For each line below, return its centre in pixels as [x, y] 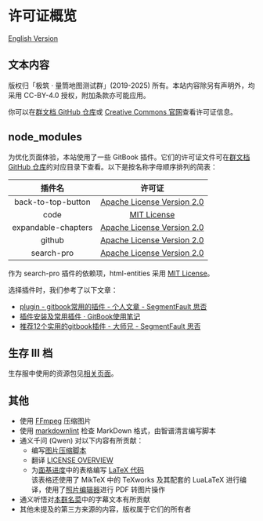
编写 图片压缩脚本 [59, 450]
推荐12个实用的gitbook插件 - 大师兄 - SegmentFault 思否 [110, 326]
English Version [33, 38]
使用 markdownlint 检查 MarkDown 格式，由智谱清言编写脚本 [118, 431]
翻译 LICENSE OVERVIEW [72, 461]
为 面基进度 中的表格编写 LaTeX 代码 [88, 470]
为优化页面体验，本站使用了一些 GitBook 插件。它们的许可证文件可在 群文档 [129, 157]
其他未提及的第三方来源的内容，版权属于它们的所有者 [105, 509]
